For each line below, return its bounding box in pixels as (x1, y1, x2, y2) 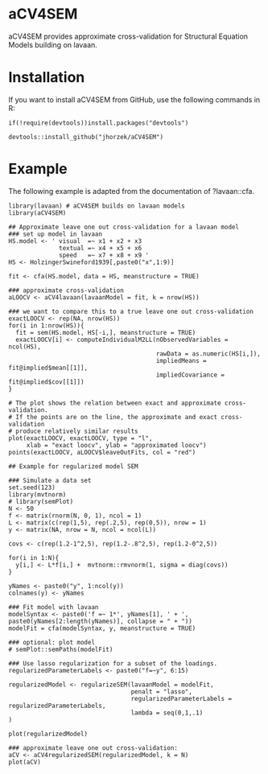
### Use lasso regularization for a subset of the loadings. (8, 659, 218, 668)
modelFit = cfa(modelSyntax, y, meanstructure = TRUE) (8, 624, 196, 632)
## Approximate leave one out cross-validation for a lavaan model (8, 223, 240, 231)
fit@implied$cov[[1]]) (8, 377, 85, 386)
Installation (8, 68, 85, 87)
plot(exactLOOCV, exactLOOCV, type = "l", (8, 434, 153, 443)
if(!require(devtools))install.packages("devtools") (8, 118, 189, 127)
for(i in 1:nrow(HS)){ (8, 321, 85, 330)
